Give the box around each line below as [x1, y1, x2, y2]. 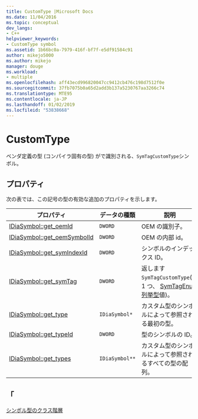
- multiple [6, 74, 33, 80]
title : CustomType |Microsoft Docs [6, 8, 94, 15]
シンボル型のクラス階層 [6, 407, 63, 414]
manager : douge [6, 63, 44, 69]
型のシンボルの [141, 331, 183, 339]
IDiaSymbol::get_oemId [9, 222, 73, 230]
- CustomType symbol [6, 42, 57, 48]
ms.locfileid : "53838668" [6, 107, 70, 113]
